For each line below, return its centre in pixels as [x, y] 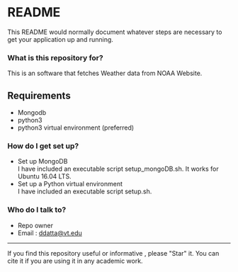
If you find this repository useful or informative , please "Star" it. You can [113, 253]
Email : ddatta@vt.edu [50, 233]
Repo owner [35, 225]
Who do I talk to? [37, 210]
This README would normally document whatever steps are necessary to [115, 32]
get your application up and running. [60, 39]
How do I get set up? [43, 146]
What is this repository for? [56, 57]
